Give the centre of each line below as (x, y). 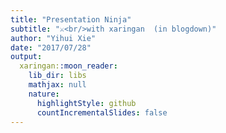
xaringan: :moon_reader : (68, 66)
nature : (44, 94)
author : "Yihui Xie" (53, 38)
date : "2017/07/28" (51, 47)
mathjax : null (57, 85)
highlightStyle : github (86, 103)
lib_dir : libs (57, 76)
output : (26, 57)
